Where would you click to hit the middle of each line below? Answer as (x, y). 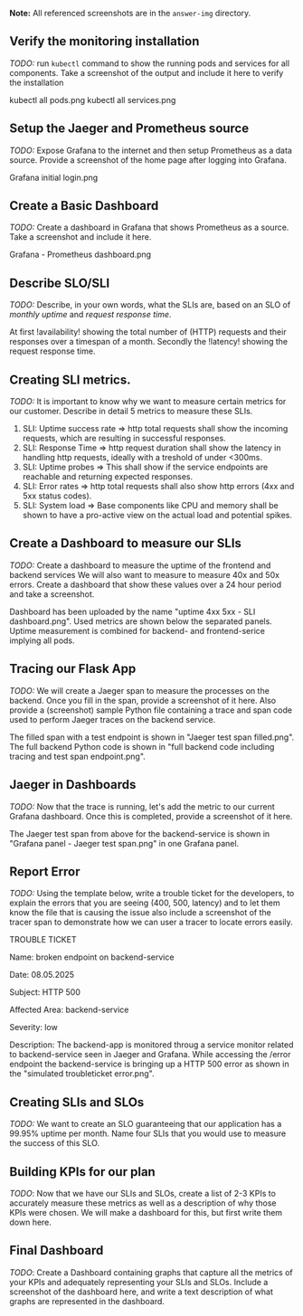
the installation (37, 82)
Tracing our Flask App (73, 669)
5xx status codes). (57, 496)
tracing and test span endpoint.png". (78, 756)
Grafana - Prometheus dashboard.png (80, 255)
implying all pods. (42, 640)
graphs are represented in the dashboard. (87, 1301)
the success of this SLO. (55, 1143)
